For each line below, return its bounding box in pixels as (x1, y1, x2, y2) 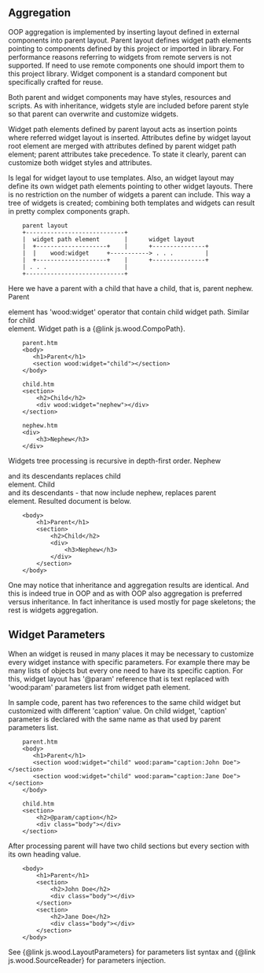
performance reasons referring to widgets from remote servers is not (8, 52, 232, 61)
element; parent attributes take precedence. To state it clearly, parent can (8, 149, 247, 159)
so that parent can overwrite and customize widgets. (8, 109, 179, 119)
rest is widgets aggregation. (8, 605, 99, 615)
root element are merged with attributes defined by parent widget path (8, 141, 237, 150)
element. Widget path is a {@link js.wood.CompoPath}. (8, 324, 186, 333)
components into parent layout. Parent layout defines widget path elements (8, 35, 251, 45)
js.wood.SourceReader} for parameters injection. (8, 955, 167, 965)
